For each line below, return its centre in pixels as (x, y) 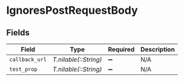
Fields (18, 33)
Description (158, 49)
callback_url (28, 60)
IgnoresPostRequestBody (72, 10)
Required (121, 49)
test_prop (23, 69)
